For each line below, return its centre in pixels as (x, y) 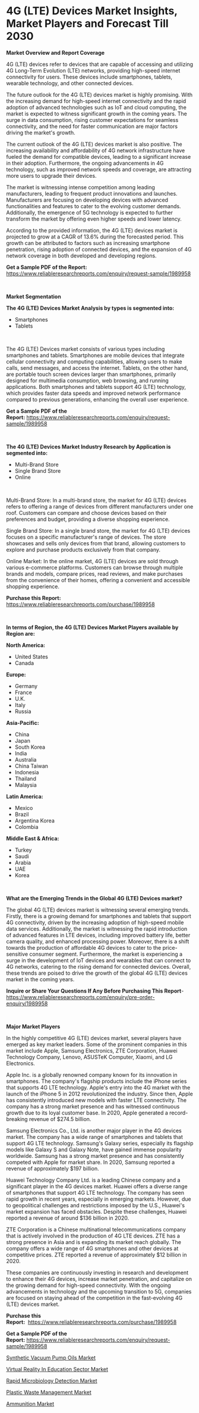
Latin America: (25, 796)
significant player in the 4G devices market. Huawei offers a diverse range (97, 1186)
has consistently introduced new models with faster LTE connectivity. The (97, 1100)
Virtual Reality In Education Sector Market (57, 1369)
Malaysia (26, 785)
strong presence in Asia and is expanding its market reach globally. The (94, 1242)
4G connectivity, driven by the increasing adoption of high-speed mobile (95, 922)
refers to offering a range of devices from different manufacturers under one (100, 506)
